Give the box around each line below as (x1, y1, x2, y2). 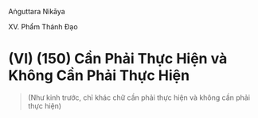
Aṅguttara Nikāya (8, 7, 65, 16)
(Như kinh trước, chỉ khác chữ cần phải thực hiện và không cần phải (27, 93, 251, 102)
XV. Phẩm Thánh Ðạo (8, 22, 78, 31)
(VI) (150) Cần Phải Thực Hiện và (8, 50, 228, 68)
